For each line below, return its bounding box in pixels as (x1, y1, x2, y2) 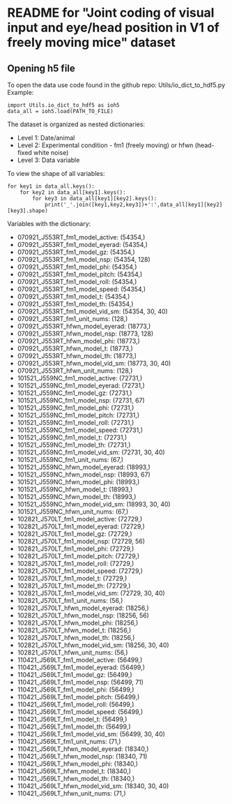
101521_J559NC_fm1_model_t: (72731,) (17, 433, 127, 441)
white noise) (33, 149, 69, 156)
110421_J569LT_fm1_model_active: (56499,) (17, 656, 143, 664)
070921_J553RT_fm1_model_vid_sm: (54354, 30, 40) (17, 307, 169, 315)
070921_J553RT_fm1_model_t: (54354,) (17, 292, 130, 301)
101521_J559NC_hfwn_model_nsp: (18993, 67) (17, 470, 151, 479)
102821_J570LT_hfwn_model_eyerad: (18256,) (17, 604, 150, 612)
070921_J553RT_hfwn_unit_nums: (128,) (17, 366, 133, 375)
